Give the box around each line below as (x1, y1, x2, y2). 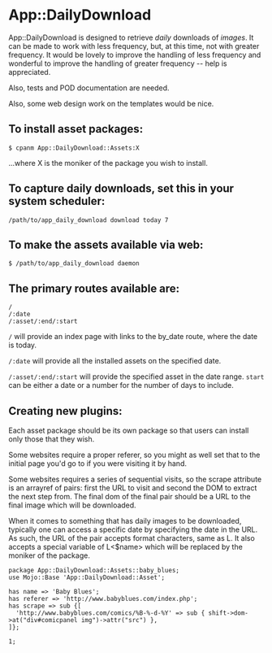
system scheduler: (8, 194, 106, 208)
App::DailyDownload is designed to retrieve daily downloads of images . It (8, 33, 254, 42)
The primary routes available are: (8, 281, 180, 295)
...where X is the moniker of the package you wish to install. (8, 158, 209, 168)
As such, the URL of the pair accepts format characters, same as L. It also (8, 533, 256, 542)
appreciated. (8, 67, 51, 76)
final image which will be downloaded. (8, 500, 136, 510)
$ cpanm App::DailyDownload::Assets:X (8, 144, 140, 152)
